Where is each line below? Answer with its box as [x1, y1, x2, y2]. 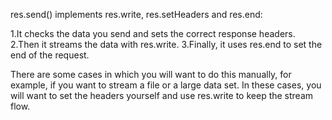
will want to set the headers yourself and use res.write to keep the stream [10, 90, 314, 101]
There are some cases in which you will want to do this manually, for [10, 69, 292, 80]
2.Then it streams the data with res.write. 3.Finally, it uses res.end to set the [10, 39, 323, 50]
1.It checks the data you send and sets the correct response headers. [10, 28, 296, 39]
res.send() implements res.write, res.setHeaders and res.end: [10, 9, 263, 20]
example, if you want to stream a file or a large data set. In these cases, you [10, 79, 322, 91]
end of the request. [10, 49, 90, 61]
